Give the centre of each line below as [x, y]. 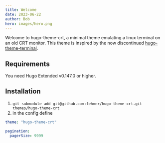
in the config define [32, 113]
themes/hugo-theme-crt [36, 108]
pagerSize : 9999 [26, 136]
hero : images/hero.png [29, 24]
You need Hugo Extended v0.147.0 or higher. [51, 76]
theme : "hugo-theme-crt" [31, 122]
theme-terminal [21, 48]
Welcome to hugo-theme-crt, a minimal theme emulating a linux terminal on [83, 38]
